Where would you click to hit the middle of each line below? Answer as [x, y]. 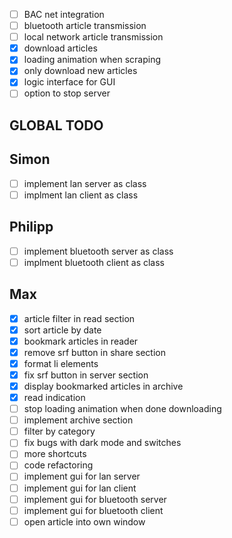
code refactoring [58, 465]
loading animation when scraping [92, 60]
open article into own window [84, 521]
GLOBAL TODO [56, 125]
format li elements [61, 363]
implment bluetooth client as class [94, 262]
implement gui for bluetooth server [95, 499]
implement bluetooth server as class [98, 251]
